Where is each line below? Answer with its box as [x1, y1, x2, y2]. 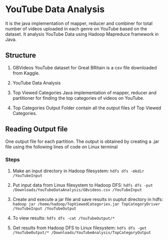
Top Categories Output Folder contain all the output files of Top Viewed [12, 105, 161, 111]
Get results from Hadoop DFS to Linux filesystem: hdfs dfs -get [12, 224, 147, 231]
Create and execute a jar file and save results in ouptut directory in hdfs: [12, 196, 163, 202]
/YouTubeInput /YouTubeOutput [12, 206, 77, 211]
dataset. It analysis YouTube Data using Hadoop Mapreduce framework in [5, 31, 159, 37]
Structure [5, 51, 36, 60]
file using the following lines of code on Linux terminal [5, 143, 118, 150]
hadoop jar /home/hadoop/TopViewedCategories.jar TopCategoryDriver [12, 202, 160, 207]
